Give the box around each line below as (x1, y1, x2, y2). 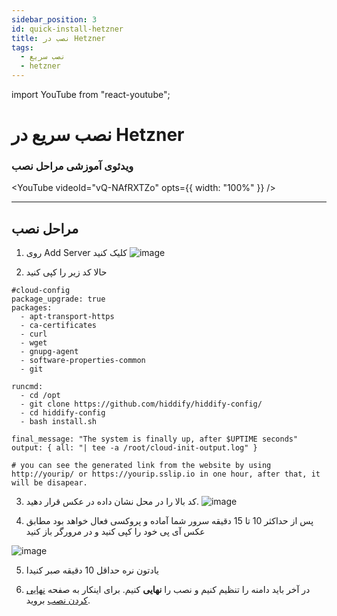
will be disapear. (11, 478, 88, 488)
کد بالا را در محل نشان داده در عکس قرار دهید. (25, 496, 199, 508)
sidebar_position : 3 (11, 14, 98, 25)
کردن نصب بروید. (25, 594, 91, 606)
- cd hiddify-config (20, 408, 106, 418)
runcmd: (11, 382, 44, 392)
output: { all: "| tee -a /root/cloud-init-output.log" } (11, 443, 258, 453)
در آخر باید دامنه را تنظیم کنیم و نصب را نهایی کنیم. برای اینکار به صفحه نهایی (25, 584, 311, 596)
